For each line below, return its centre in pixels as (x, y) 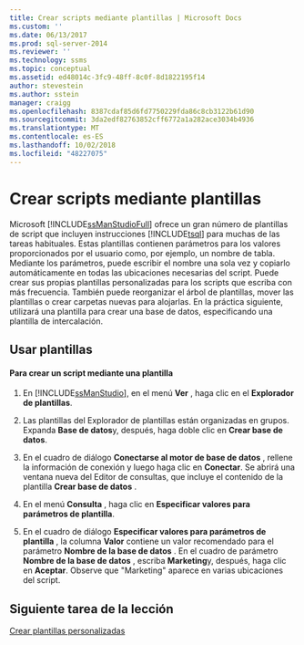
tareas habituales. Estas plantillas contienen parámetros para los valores (145, 244)
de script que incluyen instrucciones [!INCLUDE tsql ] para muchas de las (145, 234)
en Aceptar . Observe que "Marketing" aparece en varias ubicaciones (153, 570)
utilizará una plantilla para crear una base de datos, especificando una (141, 311)
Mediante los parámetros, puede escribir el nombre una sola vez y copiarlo (150, 263)
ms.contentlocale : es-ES (56, 137)
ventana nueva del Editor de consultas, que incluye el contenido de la (153, 477)
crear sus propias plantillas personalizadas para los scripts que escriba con (151, 282)
